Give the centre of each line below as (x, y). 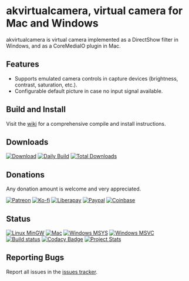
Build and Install (36, 110)
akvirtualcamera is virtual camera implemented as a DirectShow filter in (92, 39)
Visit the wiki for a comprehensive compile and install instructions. (86, 123)
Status (18, 219)
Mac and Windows (52, 23)
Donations (26, 175)
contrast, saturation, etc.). (46, 85)
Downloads (27, 142)
